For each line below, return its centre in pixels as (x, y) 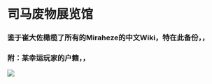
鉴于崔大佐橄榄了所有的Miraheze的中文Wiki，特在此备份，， (108, 37)
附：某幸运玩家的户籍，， (49, 58)
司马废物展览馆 (50, 14)
